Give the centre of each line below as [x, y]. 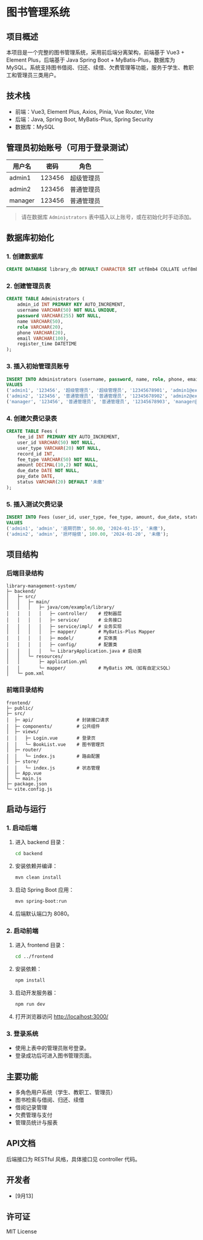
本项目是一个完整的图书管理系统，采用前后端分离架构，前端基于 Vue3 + [95, 52]
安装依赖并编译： [36, 866]
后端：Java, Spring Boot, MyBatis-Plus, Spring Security [84, 119]
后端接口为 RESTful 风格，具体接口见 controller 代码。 [73, 1159]
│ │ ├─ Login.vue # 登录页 [51, 738]
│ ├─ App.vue [24, 773]
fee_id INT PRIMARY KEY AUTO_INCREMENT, [69, 437]
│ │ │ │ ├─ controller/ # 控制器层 [64, 614]
